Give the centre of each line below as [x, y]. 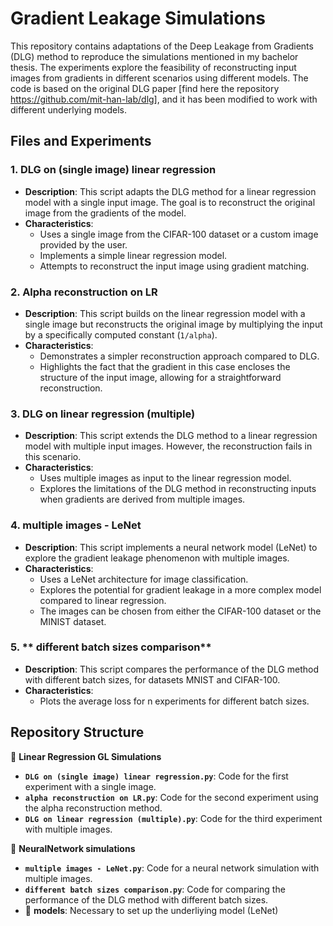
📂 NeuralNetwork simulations [73, 848]
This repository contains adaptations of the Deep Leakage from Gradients [162, 46]
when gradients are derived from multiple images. [142, 499]
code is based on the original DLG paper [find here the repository [145, 88]
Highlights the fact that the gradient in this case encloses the [165, 366]
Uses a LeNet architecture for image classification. [144, 579]
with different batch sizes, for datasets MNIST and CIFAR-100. [152, 679]
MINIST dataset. [73, 621]
